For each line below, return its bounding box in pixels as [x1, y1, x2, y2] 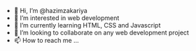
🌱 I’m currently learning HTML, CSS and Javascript [13, 21, 161, 29]
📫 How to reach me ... [13, 37, 79, 44]
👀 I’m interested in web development [13, 14, 120, 22]
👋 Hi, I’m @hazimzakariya [13, 7, 87, 14]
